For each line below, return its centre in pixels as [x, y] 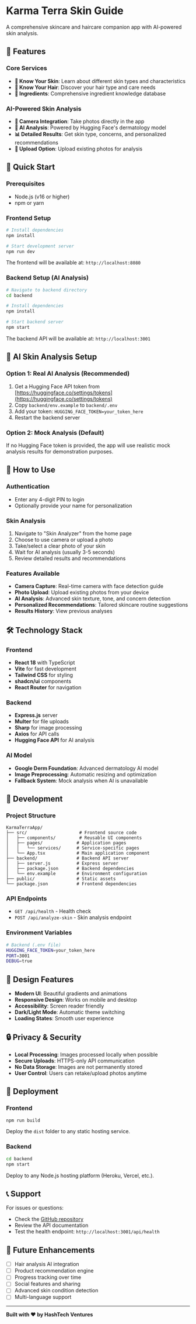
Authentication [28, 487]
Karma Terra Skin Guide [65, 11]
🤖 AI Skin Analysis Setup [52, 357]
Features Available [33, 573]
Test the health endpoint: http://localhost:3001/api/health [87, 1232]
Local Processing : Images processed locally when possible [86, 1054]
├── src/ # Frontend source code [71, 833]
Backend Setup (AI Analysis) [48, 278]
